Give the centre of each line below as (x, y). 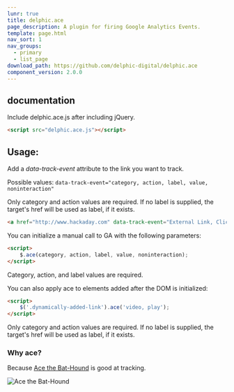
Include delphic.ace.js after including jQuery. (71, 117)
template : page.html (37, 33)
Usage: (23, 152)
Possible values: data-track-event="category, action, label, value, (108, 182)
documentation (41, 100)
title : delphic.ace (36, 20)
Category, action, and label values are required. (75, 275)
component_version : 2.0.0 (45, 72)
